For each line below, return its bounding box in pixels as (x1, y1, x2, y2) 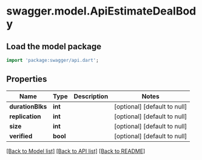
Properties (6, 74, 47, 84)
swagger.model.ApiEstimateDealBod (6, 4, 197, 18)
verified (9, 132, 33, 140)
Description (73, 92, 109, 101)
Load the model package (6, 41, 102, 52)
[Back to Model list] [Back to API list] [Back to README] (6, 147, 146, 155)
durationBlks (9, 102, 47, 110)
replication (9, 112, 41, 121)
